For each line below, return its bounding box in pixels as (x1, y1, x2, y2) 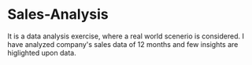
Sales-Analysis (7, 5, 109, 23)
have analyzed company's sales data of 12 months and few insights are (7, 39, 239, 49)
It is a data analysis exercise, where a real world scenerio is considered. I (7, 31, 245, 41)
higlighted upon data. (7, 48, 76, 57)
